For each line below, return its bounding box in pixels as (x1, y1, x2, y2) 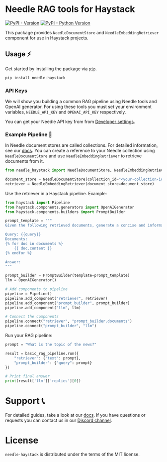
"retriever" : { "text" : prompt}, (14, 355, 81, 360)
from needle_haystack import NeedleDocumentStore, (5, 168, 112, 173)
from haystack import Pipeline (5, 200, 70, 205)
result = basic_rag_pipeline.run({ (5, 351, 79, 356)
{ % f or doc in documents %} (5, 241, 64, 246)
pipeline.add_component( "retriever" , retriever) (5, 296, 108, 301)
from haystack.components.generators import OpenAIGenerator (5, 205, 135, 210)
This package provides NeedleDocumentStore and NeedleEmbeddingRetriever (5, 29, 159, 35)
